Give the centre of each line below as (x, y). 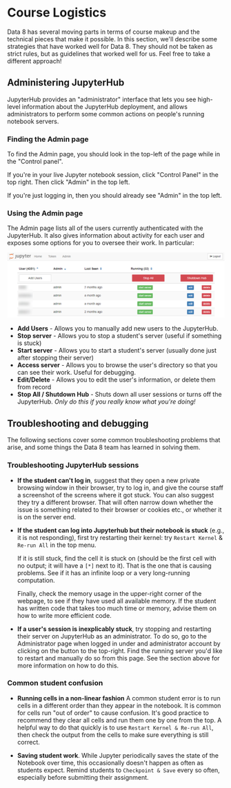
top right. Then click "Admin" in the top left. (69, 182)
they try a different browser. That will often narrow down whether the (115, 502)
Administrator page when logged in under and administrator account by (119, 643)
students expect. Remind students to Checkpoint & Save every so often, (119, 770)
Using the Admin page (45, 213)
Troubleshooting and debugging (78, 423)
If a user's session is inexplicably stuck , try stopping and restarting (114, 629)
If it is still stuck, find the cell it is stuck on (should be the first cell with (117, 558)
